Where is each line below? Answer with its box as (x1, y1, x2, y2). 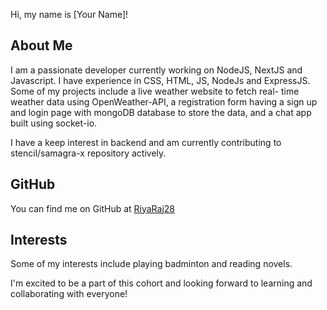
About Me (10, 37, 73, 54)
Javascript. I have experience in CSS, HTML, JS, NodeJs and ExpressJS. (10, 74, 311, 86)
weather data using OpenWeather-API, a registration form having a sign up (10, 95, 318, 108)
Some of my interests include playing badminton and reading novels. (10, 258, 293, 270)
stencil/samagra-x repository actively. (10, 147, 167, 159)
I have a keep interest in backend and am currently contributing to (10, 136, 282, 148)
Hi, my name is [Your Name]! (10, 9, 129, 20)
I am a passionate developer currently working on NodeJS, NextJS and (10, 64, 303, 76)
